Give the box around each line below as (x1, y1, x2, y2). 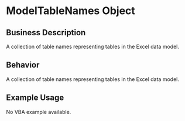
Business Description (6, 28, 86, 38)
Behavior (6, 60, 40, 70)
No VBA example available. (6, 108, 71, 115)
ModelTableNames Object (6, 4, 136, 18)
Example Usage (6, 93, 64, 103)
